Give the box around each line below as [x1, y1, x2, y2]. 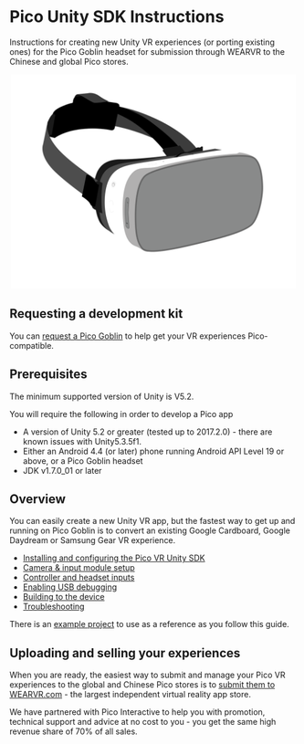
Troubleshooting [22, 601, 85, 613]
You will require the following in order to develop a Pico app [9, 408, 234, 419]
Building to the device [22, 592, 105, 603]
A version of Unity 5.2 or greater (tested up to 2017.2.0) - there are [22, 426, 273, 437]
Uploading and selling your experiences [9, 645, 241, 661]
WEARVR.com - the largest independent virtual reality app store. [9, 689, 251, 700]
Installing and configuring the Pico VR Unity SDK [22, 552, 205, 563]
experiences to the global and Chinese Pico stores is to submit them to [9, 679, 276, 690]
